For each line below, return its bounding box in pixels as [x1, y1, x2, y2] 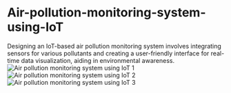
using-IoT [7, 19, 64, 35]
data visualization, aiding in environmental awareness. [21, 56, 174, 64]
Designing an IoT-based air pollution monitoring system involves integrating [7, 42, 222, 50]
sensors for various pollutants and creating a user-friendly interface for [7, 49, 210, 57]
